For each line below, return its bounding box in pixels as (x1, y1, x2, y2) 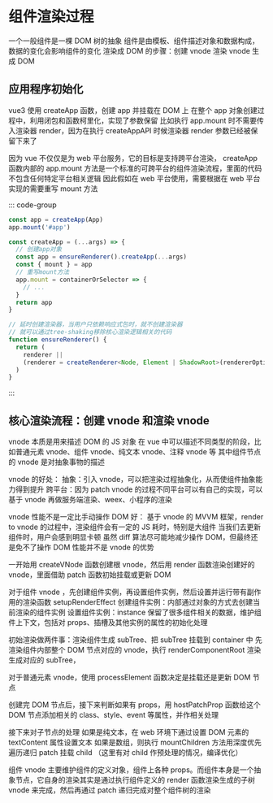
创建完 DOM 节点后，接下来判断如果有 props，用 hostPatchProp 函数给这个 (8, 700, 262, 710)
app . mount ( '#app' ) (8, 223, 71, 232)
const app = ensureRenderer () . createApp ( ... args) (15, 253, 187, 261)
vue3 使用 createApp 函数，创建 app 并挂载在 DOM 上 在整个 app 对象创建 (8, 105, 258, 115)
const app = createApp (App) (8, 215, 104, 224)
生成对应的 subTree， (8, 655, 80, 665)
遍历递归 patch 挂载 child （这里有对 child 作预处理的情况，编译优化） (8, 748, 243, 757)
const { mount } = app (15, 261, 93, 269)
